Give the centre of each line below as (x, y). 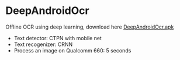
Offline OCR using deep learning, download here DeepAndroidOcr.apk (90, 27)
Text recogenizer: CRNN (43, 44)
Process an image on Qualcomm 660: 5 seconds (72, 50)
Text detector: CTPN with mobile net (58, 38)
